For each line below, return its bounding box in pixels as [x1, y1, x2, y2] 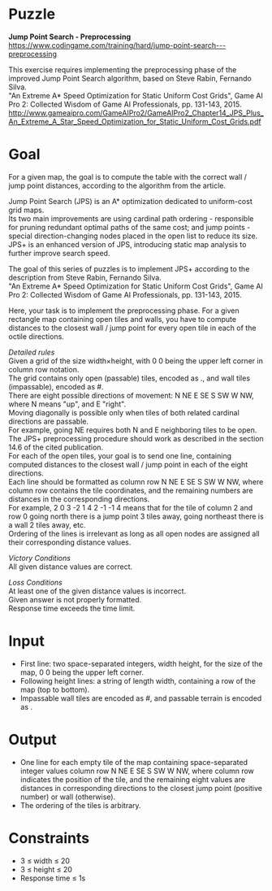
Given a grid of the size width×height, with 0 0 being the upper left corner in [8, 355, 264, 366]
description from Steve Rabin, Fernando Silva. [8, 272, 162, 282]
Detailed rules [8, 347, 55, 357]
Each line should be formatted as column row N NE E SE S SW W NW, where [8, 476, 264, 486]
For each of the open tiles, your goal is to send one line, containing [8, 450, 232, 460]
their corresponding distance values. [8, 537, 132, 547]
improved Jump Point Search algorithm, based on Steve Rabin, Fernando [8, 73, 252, 83]
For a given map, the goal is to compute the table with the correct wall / [8, 172, 248, 181]
